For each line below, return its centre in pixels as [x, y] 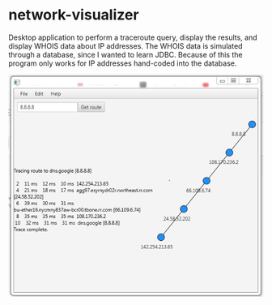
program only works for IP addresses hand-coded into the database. [123, 63]
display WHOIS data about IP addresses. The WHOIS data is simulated [125, 45]
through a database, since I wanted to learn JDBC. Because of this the [125, 54]
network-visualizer [74, 15]
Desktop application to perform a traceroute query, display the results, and [133, 37]
